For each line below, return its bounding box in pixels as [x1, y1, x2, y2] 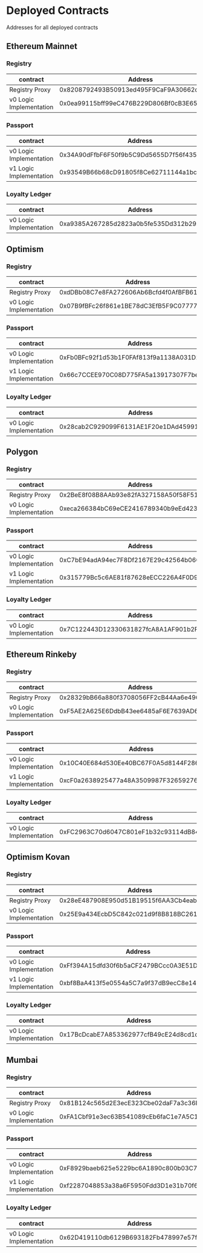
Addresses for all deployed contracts [6, 24, 98, 31]
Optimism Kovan [6, 852, 70, 862]
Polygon [6, 447, 38, 457]
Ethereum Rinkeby [6, 650, 77, 660]
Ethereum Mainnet [6, 41, 77, 52]
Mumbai [6, 1055, 38, 1065]
